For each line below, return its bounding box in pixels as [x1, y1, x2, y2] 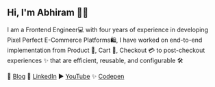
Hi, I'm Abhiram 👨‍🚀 [7, 7, 89, 18]
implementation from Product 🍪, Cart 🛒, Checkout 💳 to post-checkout [7, 46, 205, 54]
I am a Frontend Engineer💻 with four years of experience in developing [7, 25, 209, 34]
